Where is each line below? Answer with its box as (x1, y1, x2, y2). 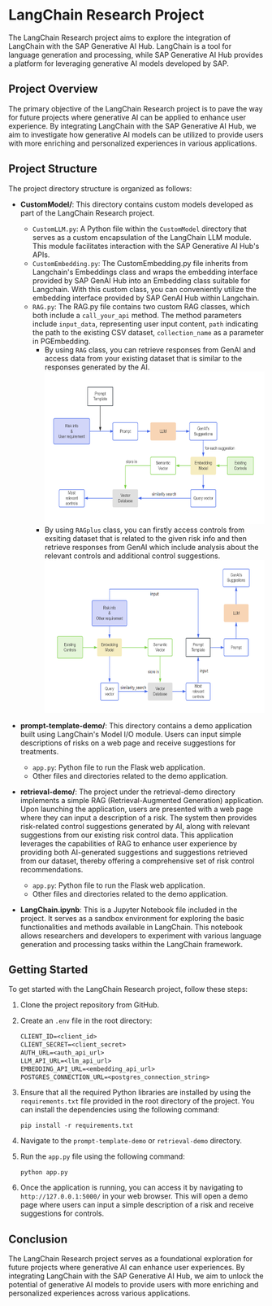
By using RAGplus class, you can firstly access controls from (44, 525, 245, 535)
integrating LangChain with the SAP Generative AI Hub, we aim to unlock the (8, 1271, 264, 1281)
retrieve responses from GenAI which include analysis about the (44, 542, 259, 552)
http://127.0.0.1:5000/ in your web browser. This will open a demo (19, 1191, 248, 1201)
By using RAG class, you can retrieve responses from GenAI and (44, 344, 256, 355)
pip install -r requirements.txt (19, 1121, 134, 1130)
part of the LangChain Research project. (19, 207, 155, 217)
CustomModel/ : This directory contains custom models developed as (19, 199, 253, 209)
